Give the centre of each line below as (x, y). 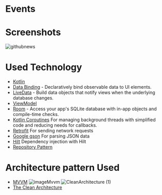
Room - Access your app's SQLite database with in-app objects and (85, 109)
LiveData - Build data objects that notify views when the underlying (84, 92)
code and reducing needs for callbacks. (55, 125)
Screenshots (33, 33)
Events (21, 9)
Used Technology (44, 67)
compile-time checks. (36, 114)
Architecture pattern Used (62, 168)
